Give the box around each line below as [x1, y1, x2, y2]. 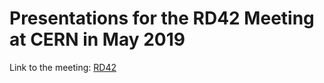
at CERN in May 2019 [9, 28, 186, 51]
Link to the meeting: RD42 [9, 61, 117, 73]
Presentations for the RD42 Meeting [9, 7, 315, 30]
